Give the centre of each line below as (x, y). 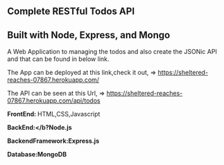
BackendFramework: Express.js (53, 141)
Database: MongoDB (37, 155)
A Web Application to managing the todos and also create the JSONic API (112, 52)
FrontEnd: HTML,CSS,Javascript (54, 114)
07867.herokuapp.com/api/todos (54, 101)
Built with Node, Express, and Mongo (89, 35)
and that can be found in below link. (58, 59)
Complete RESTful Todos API (71, 11)
